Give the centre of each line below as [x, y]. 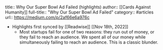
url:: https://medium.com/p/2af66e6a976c [47, 17]
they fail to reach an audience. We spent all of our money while [82, 37]
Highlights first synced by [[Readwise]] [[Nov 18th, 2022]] [70, 27]
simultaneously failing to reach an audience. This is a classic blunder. [89, 42]
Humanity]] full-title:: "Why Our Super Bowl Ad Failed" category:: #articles [79, 12]
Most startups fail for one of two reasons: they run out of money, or [87, 32]
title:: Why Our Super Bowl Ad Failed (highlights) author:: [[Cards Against [78, 7]
